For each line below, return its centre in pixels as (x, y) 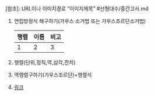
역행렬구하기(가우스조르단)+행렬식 (53, 75)
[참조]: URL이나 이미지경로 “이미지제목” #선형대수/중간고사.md (77, 8)
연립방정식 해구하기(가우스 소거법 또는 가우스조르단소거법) (80, 21)
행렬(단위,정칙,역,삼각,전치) (45, 62)
